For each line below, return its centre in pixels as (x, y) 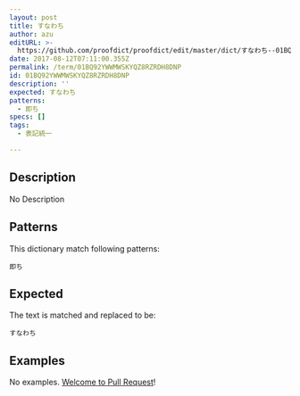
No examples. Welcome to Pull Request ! (83, 382)
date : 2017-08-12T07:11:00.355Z (69, 59)
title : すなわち (37, 26)
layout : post (33, 17)
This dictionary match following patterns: (85, 248)
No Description (37, 199)
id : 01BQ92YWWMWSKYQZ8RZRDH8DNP (69, 76)
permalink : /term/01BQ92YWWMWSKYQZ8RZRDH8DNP (95, 68)
